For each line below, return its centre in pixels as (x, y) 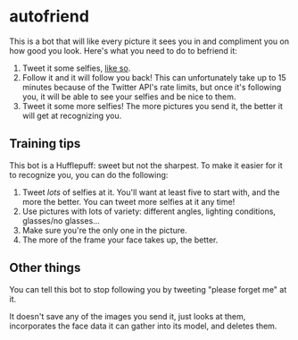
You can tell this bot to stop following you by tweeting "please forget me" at (148, 289)
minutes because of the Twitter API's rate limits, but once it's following (152, 87)
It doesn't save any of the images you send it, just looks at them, (128, 316)
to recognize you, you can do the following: (89, 174)
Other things (45, 268)
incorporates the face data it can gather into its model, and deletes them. (143, 326)
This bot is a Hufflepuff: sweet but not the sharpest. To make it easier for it (146, 165)
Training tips (45, 144)
